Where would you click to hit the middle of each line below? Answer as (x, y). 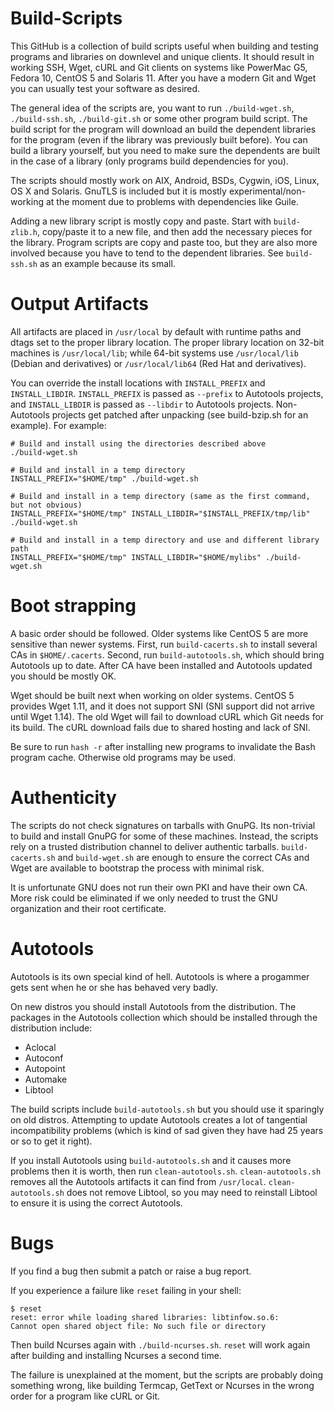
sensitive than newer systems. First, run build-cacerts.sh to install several (164, 644)
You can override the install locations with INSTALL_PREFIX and (138, 383)
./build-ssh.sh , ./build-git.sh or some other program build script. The (159, 118)
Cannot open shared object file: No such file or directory (138, 1326)
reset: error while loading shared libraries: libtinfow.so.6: (145, 1317)
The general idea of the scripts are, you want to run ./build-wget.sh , (152, 108)
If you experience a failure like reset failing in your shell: (126, 1290)
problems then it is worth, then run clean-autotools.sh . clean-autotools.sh (166, 1171)
